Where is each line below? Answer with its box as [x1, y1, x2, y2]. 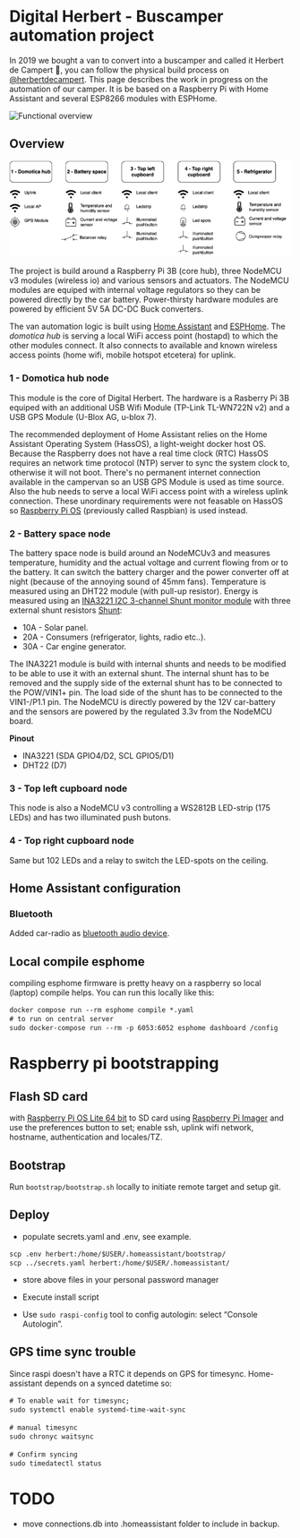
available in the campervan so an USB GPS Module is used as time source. [9, 477, 285, 487]
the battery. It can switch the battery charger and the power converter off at [9, 567, 289, 578]
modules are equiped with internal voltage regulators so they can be [9, 285, 261, 296]
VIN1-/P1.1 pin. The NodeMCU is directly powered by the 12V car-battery [9, 697, 276, 708]
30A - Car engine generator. [21, 641, 127, 652]
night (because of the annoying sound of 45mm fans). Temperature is [9, 576, 267, 588]
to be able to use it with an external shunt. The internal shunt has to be [9, 668, 270, 679]
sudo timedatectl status [9, 1458, 102, 1468]
